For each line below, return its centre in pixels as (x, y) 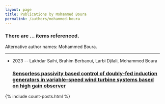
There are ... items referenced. (42, 36)
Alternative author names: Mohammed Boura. (51, 47)
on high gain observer (39, 85)
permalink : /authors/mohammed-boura (42, 19)
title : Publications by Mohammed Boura (46, 14)
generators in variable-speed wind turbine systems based (83, 79)
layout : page (18, 10)
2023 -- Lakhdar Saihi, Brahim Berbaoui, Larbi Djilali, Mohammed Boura (85, 61)
